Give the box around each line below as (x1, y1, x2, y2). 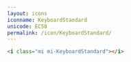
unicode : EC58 (7, 23, 48, 30)
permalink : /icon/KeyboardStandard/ (7, 29, 112, 37)
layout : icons (7, 10, 48, 17)
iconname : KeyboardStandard (7, 17, 88, 23)
